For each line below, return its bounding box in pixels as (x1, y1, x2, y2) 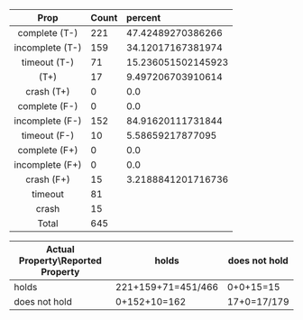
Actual (45, 243, 75, 255)
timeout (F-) (21, 130, 75, 142)
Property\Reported (18, 254, 102, 267)
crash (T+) (25, 86, 70, 97)
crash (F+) (25, 173, 70, 186)
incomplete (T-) (14, 41, 82, 53)
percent (125, 12, 161, 23)
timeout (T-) (21, 56, 75, 69)
